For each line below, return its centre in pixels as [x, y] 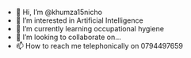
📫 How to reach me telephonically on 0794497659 [99, 46]
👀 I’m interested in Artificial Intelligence [80, 20]
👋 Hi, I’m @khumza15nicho [59, 12]
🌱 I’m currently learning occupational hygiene [90, 29]
